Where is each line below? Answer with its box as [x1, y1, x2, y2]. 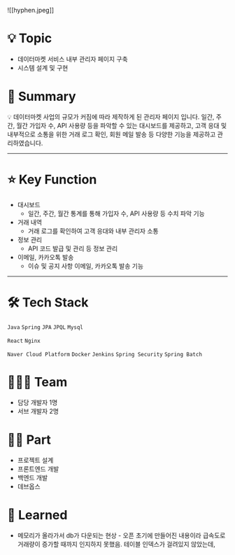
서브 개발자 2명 [17, 407, 59, 415]
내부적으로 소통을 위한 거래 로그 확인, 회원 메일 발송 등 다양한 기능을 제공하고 [7, 129, 216, 139]
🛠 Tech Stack [7, 295, 89, 310]
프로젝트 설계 [17, 456, 54, 464]
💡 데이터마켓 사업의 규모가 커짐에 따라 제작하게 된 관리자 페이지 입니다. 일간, [7, 112, 215, 121]
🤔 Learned [7, 507, 68, 523]
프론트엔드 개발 [17, 465, 59, 473]
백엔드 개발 [17, 473, 48, 482]
